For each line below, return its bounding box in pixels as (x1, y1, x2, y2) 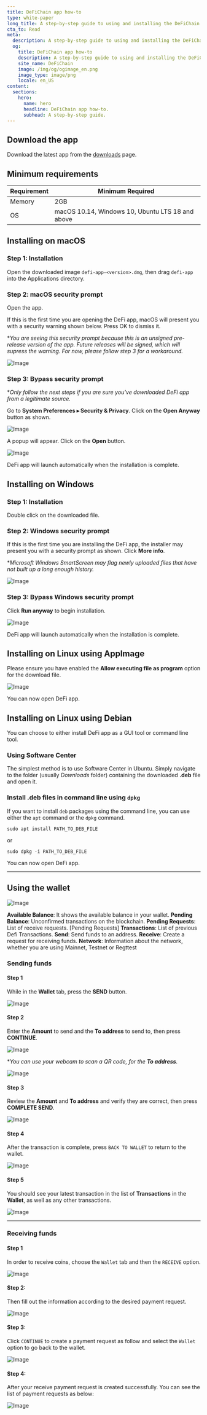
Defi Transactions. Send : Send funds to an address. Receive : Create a (7, 930, 185, 938)
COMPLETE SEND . (7, 1104, 55, 1111)
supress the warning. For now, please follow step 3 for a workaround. (7, 347, 184, 355)
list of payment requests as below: (7, 1390, 94, 1398)
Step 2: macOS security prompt (7, 290, 103, 299)
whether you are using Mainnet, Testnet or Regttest (7, 944, 137, 951)
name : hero (23, 100, 52, 106)
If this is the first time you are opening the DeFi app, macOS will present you (7, 316, 200, 323)
